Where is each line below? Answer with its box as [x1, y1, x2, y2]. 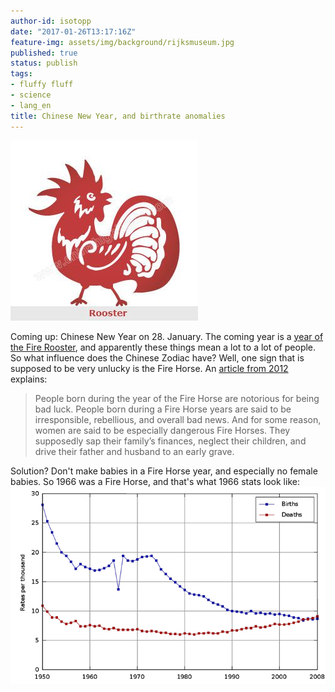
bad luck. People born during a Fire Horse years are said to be [34, 403, 292, 415]
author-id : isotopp [10, 16, 92, 26]
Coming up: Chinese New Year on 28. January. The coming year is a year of [10, 330, 324, 342]
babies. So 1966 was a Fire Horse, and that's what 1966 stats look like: [10, 475, 300, 487]
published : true [10, 48, 78, 58]
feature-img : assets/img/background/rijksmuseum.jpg [10, 37, 235, 47]
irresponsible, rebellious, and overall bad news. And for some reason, [34, 413, 322, 425]
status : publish [10, 58, 78, 69]
